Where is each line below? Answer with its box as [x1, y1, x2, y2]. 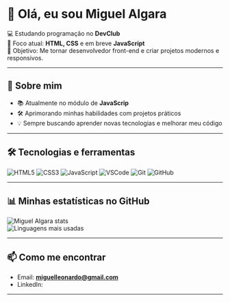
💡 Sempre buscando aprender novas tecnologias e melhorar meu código [16, 119, 222, 127]
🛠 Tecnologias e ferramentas [7, 147, 136, 159]
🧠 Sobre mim [7, 80, 63, 92]
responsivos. [7, 54, 44, 62]
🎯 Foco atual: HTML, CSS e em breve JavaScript [7, 39, 145, 47]
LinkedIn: [16, 281, 43, 289]
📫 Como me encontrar [7, 251, 106, 263]
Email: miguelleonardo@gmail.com [16, 273, 118, 281]
